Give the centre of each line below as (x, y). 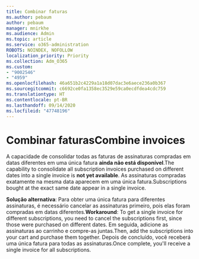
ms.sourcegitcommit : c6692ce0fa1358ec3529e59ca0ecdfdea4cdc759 (86, 89)
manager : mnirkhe (28, 28)
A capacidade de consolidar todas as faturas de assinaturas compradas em (99, 156)
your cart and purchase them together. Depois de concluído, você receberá (99, 237)
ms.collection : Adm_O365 (37, 61)
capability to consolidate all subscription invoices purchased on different (95, 169)
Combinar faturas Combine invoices (96, 140)
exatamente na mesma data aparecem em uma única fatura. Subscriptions (97, 182)
